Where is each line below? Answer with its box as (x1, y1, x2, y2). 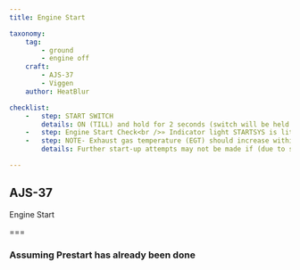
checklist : (9, 103, 50, 112)
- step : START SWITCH (25, 111, 114, 120)
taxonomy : (9, 29, 46, 38)
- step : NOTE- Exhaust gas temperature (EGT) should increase (25, 136, 270, 145)
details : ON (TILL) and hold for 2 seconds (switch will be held (41, 119, 290, 129)
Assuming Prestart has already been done (9, 249, 196, 261)
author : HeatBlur (25, 86, 90, 96)
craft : (25, 62, 50, 71)
